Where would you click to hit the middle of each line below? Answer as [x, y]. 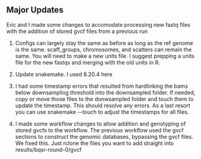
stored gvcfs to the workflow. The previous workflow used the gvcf [99, 130]
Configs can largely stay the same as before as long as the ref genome [104, 43]
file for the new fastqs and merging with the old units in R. [87, 62]
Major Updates [35, 10]
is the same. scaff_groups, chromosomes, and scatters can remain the [103, 49]
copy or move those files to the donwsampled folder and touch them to [104, 99]
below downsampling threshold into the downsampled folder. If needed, [105, 92]
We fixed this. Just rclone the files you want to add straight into [94, 143]
